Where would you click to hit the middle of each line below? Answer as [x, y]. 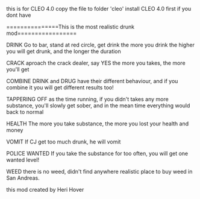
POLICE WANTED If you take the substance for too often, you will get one [97, 153]
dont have [19, 15]
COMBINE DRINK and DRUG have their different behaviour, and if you [92, 81]
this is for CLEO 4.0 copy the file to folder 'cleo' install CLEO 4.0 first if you [99, 9]
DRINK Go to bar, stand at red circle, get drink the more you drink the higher [100, 45]
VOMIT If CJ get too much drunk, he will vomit [64, 142]
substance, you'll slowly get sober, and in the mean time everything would [98, 106]
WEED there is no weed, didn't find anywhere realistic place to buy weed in [99, 172]
